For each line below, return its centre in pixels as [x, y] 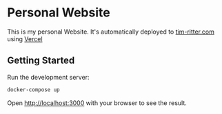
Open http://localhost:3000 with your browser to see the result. [97, 103]
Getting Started [41, 61]
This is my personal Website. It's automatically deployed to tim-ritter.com [111, 32]
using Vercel [25, 38]
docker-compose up [33, 90]
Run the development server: [48, 77]
